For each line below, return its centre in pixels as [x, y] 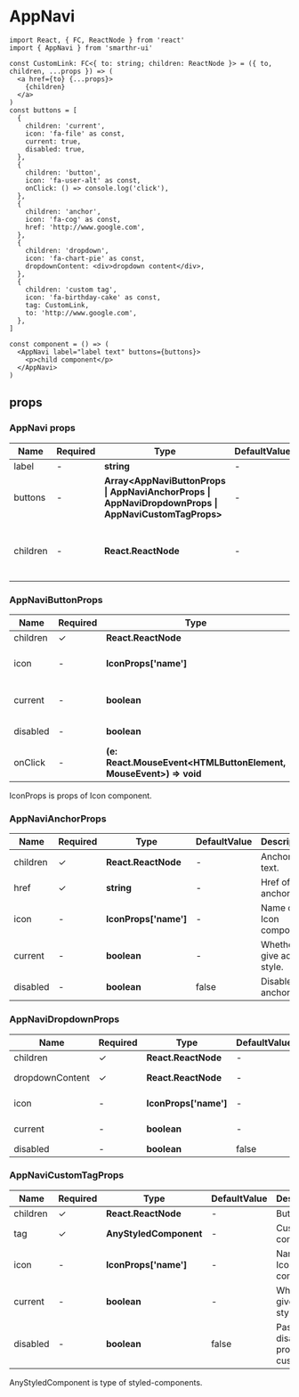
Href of [276, 882]
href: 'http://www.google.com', [85, 227]
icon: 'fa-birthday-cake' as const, [93, 297]
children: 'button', [63, 172]
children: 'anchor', [63, 211]
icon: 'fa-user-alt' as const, [83, 180]
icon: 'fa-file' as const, [75, 134]
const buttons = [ [43, 110]
